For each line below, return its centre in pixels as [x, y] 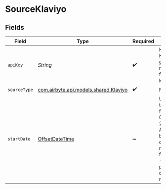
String [45, 65]
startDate [19, 139]
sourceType [20, 90]
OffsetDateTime [56, 139]
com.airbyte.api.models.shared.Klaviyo [83, 90]
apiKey [15, 65]
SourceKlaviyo [36, 9]
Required [144, 41]
